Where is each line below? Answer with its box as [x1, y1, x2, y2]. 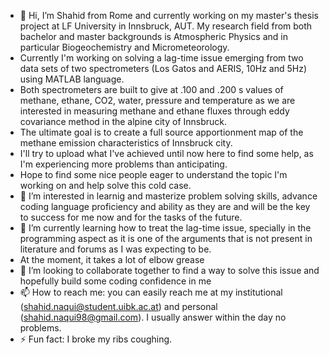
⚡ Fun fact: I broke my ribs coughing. [19, 333, 173, 345]
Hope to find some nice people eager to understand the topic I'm [19, 169, 288, 180]
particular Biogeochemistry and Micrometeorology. [19, 41, 230, 53]
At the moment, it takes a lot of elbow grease [19, 254, 205, 265]
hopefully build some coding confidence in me [19, 275, 212, 287]
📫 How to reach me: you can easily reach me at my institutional [19, 286, 283, 298]
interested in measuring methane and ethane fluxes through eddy [19, 105, 290, 117]
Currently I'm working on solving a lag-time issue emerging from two [19, 52, 304, 64]
